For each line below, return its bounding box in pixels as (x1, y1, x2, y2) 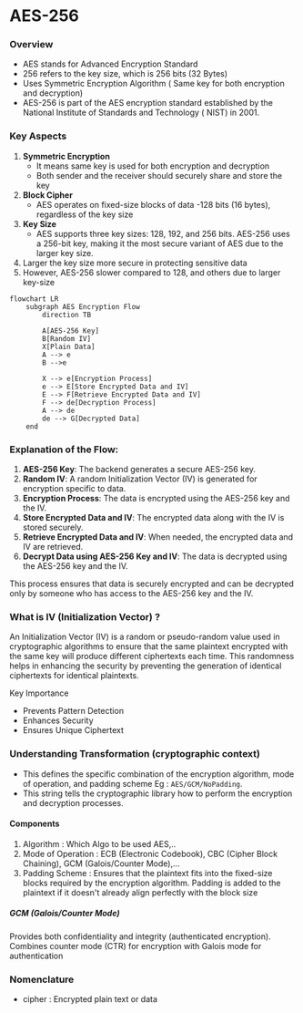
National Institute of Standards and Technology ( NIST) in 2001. (22, 107, 260, 119)
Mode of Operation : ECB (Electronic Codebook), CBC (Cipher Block (22, 848, 278, 859)
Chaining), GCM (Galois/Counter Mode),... (22, 858, 180, 869)
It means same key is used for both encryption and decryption (35, 160, 270, 171)
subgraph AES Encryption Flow (25, 302, 141, 311)
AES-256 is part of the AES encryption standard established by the (22, 98, 274, 109)
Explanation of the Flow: (9, 443, 119, 456)
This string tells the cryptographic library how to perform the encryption (22, 788, 293, 799)
